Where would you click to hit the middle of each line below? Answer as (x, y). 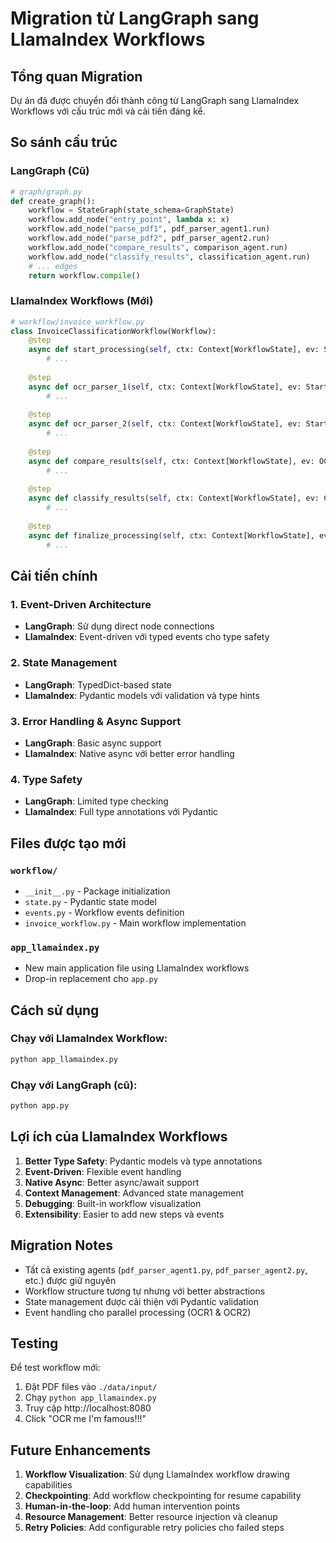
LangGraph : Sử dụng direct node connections (119, 626)
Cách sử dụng (55, 1010)
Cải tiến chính (54, 576)
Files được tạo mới (68, 843)
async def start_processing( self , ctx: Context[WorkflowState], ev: (174, 350)
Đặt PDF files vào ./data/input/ (91, 1387)
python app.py (40, 1106)
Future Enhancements (81, 1450)
